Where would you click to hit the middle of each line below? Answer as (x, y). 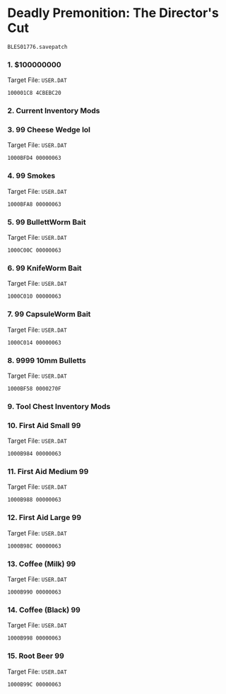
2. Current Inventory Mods (54, 111)
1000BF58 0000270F (34, 388)
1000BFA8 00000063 (34, 204)
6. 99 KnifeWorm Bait (45, 268)
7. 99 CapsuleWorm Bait (49, 314)
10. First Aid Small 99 (44, 425)
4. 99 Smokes (31, 176)
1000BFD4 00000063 (34, 158)
